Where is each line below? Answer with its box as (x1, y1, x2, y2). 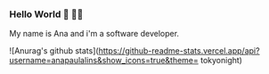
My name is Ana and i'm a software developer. (9, 29, 180, 39)
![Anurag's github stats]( (9, 45, 100, 56)
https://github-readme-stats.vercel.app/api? (98, 45, 260, 56)
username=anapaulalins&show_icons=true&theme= (9, 55, 199, 66)
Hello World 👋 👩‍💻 (9, 8, 84, 21)
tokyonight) (200, 55, 243, 66)
